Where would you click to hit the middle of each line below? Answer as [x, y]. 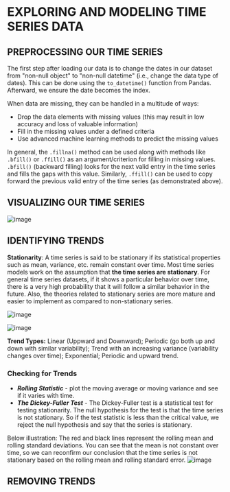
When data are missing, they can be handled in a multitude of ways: [103, 103]
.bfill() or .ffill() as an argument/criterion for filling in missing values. [112, 159]
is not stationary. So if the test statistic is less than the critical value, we [118, 417]
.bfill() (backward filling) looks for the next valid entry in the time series [112, 166]
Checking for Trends [42, 373]
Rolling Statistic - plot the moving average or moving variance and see [117, 388]
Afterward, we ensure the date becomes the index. [79, 90]
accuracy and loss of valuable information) [78, 124]
